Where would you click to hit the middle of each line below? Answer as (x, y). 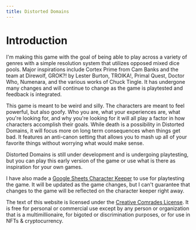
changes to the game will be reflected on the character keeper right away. (95, 191)
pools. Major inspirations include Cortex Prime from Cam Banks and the (92, 69)
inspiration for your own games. (44, 167)
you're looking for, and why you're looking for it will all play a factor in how (96, 118)
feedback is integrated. (34, 94)
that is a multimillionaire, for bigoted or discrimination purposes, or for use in (98, 214)
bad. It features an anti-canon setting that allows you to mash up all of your (97, 137)
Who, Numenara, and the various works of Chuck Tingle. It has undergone (96, 82)
